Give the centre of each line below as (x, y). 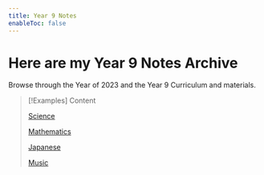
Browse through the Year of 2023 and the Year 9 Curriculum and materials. (132, 85)
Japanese (45, 147)
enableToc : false (37, 23)
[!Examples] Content (62, 100)
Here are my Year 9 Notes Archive (123, 63)
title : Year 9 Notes (43, 16)
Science (41, 116)
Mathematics (49, 132)
